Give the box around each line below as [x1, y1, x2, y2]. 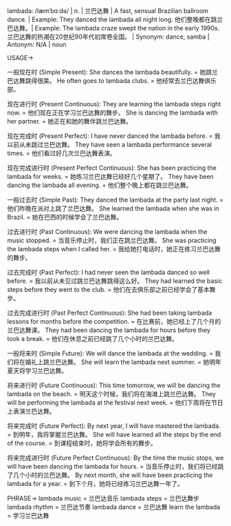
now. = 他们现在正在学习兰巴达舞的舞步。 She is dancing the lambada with [7, 108, 219, 117]
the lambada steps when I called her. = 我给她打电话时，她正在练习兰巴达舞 [7, 245, 221, 253]
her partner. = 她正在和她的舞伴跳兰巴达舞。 [7, 117, 133, 125]
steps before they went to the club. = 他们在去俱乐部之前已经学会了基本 [7, 286, 210, 293]
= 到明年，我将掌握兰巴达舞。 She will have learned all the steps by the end [7, 431, 221, 438]
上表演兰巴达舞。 [7, 407, 56, 415]
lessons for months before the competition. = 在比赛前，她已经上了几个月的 [7, 318, 221, 325]
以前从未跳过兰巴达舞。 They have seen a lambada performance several [7, 141, 212, 148]
